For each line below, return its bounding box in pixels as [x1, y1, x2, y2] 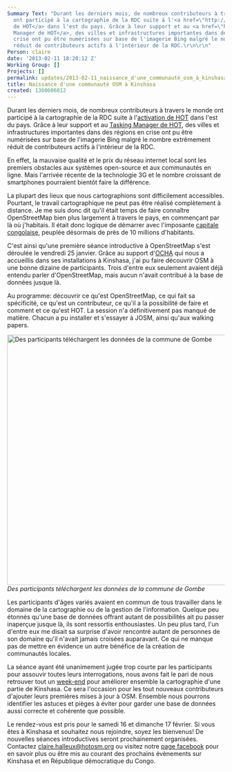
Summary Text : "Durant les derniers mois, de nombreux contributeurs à [7, 10, 217, 17]
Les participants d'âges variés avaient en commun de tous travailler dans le [7, 598, 222, 606]
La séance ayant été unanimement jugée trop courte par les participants [7, 663, 213, 671]
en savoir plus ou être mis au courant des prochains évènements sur [7, 750, 202, 758]
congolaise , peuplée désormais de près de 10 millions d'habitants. [7, 229, 195, 237]
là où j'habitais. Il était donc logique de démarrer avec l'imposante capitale [7, 221, 219, 229]
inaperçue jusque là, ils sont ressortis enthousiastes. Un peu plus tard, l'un [7, 620, 220, 628]
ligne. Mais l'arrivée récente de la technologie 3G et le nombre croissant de [7, 171, 221, 180]
